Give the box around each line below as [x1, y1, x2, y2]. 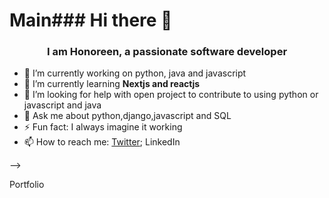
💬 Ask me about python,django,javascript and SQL [23, 110, 232, 122]
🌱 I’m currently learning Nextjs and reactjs [23, 78, 201, 90]
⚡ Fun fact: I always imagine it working [23, 121, 183, 133]
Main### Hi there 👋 [9, 9, 173, 32]
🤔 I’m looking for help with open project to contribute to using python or [23, 89, 319, 101]
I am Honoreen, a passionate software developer [46, 45, 288, 59]
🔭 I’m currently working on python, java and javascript [23, 67, 247, 79]
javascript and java [23, 99, 102, 111]
